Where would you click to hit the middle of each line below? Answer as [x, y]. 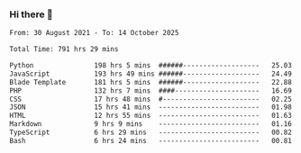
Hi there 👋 [32, 14]
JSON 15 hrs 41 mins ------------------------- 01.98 [151, 107]
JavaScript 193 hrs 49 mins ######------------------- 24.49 [151, 74]
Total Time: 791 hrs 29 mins [64, 49]
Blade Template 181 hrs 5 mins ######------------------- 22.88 [151, 82]
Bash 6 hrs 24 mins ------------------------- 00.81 [151, 140]
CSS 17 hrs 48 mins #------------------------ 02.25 [151, 99]
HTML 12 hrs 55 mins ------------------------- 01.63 [151, 116]
